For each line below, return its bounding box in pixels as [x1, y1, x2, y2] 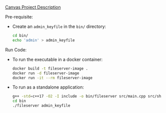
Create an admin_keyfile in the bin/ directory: [12, 23, 107, 29]
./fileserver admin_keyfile [12, 103, 70, 109]
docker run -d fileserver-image [12, 71, 79, 76]
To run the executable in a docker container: [12, 56, 103, 62]
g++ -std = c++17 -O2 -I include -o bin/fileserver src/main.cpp [12, 94, 146, 99]
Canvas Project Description [5, 4, 61, 10]
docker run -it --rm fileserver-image [12, 75, 93, 80]
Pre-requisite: [5, 14, 33, 19]
